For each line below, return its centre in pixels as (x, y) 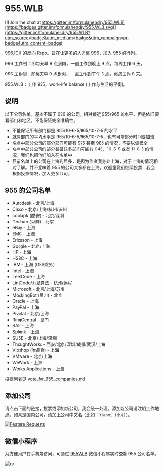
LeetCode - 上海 (29, 276)
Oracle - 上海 (25, 301)
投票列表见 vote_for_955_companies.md (45, 379)
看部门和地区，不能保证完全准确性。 (41, 120)
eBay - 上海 (24, 227)
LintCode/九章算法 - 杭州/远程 (42, 283)
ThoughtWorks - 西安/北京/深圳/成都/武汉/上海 (59, 344)
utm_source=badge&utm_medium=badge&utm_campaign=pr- (67, 38)
